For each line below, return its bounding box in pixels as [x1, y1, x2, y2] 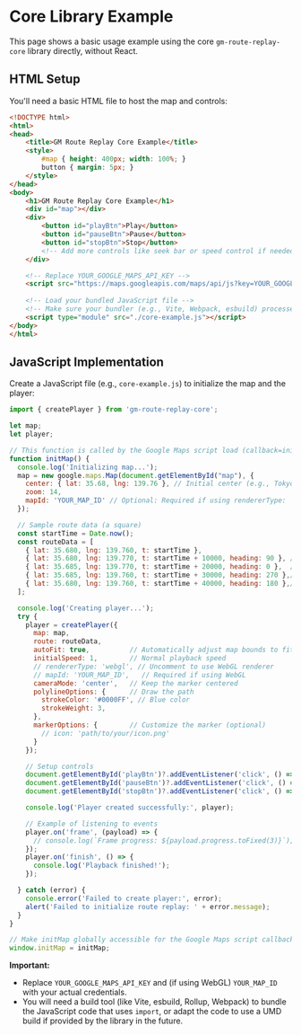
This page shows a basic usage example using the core [9, 36, 215, 47]
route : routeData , [32, 637, 102, 646]
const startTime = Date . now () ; [17, 528, 134, 538]
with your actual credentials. [21, 986, 127, 998]
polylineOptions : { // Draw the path [32, 687, 194, 696]
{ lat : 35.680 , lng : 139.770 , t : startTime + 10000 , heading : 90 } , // [25, 554, 298, 563]
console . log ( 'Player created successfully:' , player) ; [25, 803, 235, 812]
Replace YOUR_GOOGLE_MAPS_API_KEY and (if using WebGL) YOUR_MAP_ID [21, 977, 278, 988]
